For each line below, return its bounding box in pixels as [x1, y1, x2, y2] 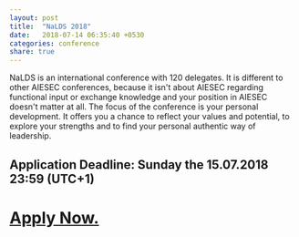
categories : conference [9, 38, 100, 48]
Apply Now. [9, 207, 99, 228]
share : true [9, 47, 55, 57]
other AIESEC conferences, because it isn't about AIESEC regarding [9, 82, 264, 93]
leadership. [9, 130, 52, 141]
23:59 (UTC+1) [9, 170, 95, 187]
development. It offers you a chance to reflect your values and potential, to [9, 111, 290, 122]
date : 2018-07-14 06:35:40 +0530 [9, 30, 145, 39]
